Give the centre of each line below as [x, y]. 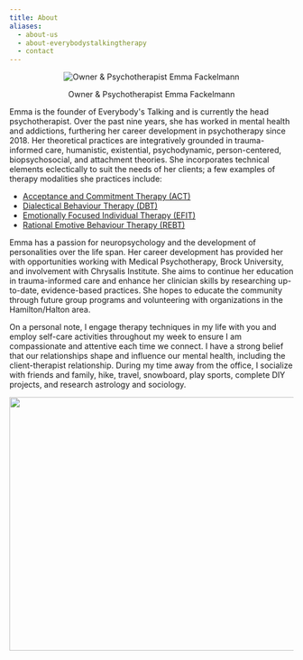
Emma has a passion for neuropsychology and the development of [133, 243]
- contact [36, 51]
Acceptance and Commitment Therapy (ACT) [106, 197]
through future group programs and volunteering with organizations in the [147, 300]
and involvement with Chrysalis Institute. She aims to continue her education [151, 271]
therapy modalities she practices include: [86, 179]
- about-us [38, 34]
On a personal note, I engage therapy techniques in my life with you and [143, 327]
